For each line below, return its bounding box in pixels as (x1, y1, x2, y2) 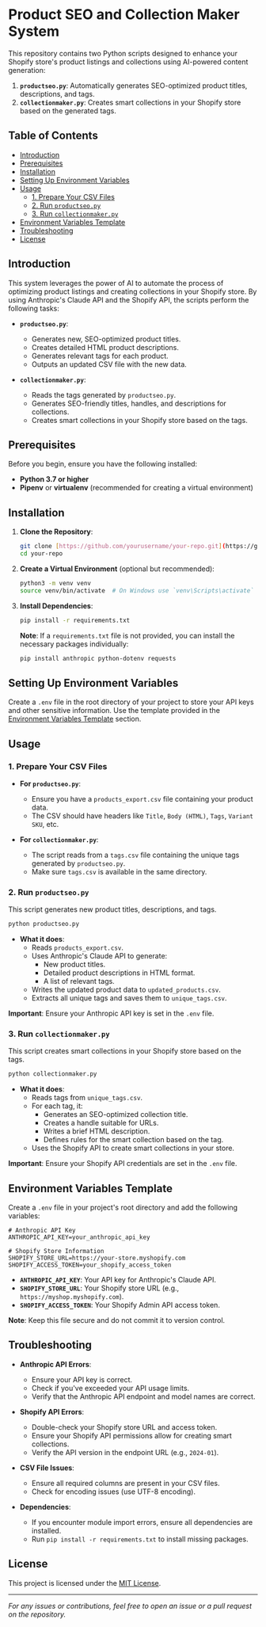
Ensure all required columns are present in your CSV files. (31, 1478, 220, 1488)
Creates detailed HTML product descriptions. (31, 342, 180, 352)
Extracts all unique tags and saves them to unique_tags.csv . (31, 993, 227, 1003)
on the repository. (8, 1610, 66, 1619)
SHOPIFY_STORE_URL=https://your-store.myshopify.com (8, 1254, 186, 1263)
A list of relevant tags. (43, 977, 115, 986)
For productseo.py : (19, 779, 82, 788)
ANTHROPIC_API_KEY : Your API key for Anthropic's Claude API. (19, 1275, 216, 1285)
